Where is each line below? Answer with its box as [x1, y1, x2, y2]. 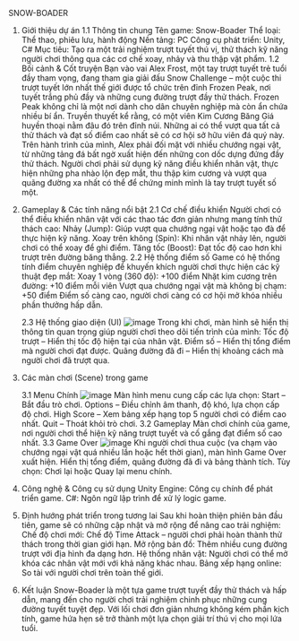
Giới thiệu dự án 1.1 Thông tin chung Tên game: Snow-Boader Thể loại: [21, 25, 281, 35]
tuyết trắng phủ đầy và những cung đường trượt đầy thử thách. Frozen [21, 91, 279, 102]
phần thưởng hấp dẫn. [21, 299, 104, 310]
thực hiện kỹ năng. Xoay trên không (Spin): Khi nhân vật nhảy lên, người [21, 233, 286, 243]
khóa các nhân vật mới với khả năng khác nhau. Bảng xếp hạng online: [21, 558, 282, 568]
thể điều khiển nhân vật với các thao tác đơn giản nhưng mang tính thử [21, 214, 283, 224]
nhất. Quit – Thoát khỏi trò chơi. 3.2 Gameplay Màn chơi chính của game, [21, 419, 291, 429]
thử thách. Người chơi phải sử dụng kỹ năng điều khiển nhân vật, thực [21, 159, 279, 169]
